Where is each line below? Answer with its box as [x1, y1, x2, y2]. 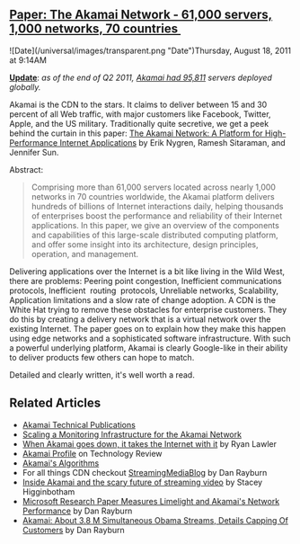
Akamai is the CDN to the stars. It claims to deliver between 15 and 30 [9, 99, 268, 110]
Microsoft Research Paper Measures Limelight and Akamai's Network [22, 495, 280, 506]
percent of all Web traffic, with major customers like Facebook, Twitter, [9, 108, 271, 120]
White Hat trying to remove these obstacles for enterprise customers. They [9, 304, 287, 315]
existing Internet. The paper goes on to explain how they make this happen [9, 323, 287, 334]
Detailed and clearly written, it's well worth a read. [9, 369, 195, 380]
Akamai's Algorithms [22, 458, 100, 468]
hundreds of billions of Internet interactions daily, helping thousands [31, 201, 285, 211]
